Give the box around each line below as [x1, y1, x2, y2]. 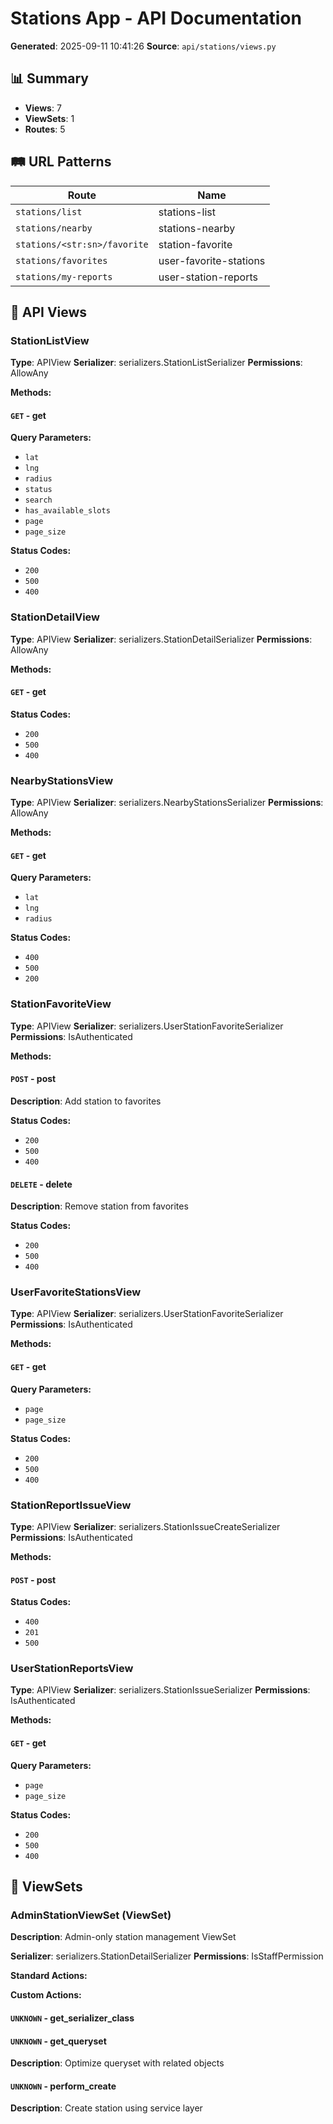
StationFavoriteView [10, 997, 112, 1011]
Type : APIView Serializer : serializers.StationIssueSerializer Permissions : [10, 1684, 311, 1696]
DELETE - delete [10, 1178, 73, 1190]
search [24, 495, 53, 506]
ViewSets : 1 [24, 112, 75, 124]
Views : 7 [24, 102, 62, 114]
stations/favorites [15, 255, 108, 266]
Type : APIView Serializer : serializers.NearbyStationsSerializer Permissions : [10, 797, 324, 809]
